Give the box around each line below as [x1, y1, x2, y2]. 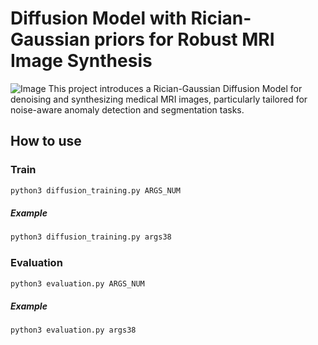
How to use [10, 133, 82, 150]
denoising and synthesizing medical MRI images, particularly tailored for [10, 93, 308, 105]
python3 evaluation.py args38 [10, 325, 137, 336]
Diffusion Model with [10, 7, 187, 30]
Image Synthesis [10, 50, 153, 72]
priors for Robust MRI [93, 28, 275, 51]
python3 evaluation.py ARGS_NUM [10, 278, 145, 289]
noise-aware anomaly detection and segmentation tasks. [10, 103, 245, 116]
